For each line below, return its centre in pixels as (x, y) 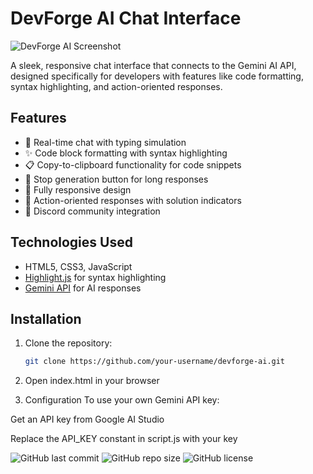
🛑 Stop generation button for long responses (116, 179)
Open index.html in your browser (92, 381)
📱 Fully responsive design (78, 189)
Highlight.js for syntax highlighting (95, 277)
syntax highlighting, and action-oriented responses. (116, 86)
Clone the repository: (68, 343)
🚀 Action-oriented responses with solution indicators (133, 200)
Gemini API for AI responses (83, 288)
